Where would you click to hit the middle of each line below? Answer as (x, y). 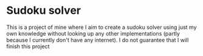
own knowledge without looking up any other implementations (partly (93, 33)
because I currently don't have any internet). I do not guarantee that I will (98, 40)
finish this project (28, 46)
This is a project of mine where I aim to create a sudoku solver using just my (101, 27)
